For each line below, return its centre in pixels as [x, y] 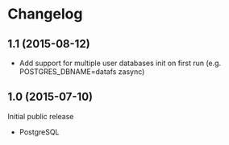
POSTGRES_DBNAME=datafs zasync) [82, 72]
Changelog [45, 14]
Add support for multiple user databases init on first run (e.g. [120, 63]
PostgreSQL [39, 132]
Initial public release [41, 116]
